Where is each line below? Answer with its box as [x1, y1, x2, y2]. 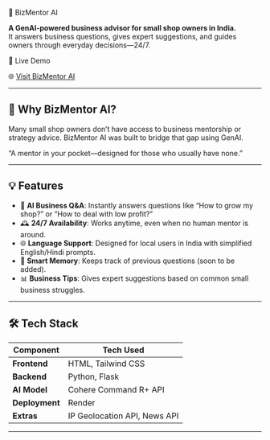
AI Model [12, 384, 48, 396]
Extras [12, 410, 38, 421]
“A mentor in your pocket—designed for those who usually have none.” [8, 148, 243, 158]
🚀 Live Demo [8, 56, 51, 65]
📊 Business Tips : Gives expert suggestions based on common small [19, 273, 249, 283]
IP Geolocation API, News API [67, 410, 179, 421]
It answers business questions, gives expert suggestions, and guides [8, 32, 237, 41]
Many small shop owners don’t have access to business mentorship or [8, 124, 242, 134]
